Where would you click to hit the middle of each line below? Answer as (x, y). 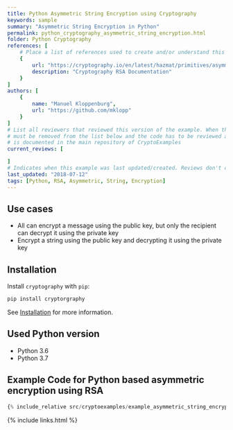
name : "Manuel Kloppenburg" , (74, 104)
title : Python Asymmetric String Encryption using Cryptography (102, 14)
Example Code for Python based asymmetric (106, 380)
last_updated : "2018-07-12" (48, 174)
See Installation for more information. (60, 312)
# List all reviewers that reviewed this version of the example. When (113, 130)
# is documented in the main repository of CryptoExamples (94, 143)
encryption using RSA (55, 391)
